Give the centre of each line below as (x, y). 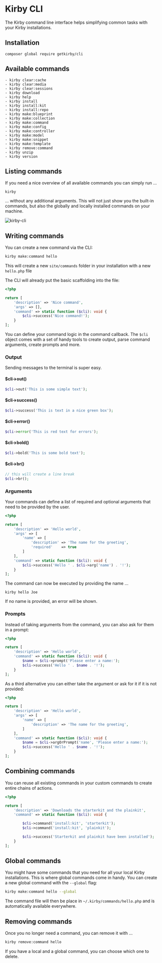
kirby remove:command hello (33, 942)
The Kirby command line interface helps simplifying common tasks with (76, 22)
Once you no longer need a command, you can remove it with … (69, 933)
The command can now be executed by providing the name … (67, 583)
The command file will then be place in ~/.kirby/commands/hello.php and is (80, 901)
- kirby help (18, 97)
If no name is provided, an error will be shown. (51, 601)
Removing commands (39, 921)
